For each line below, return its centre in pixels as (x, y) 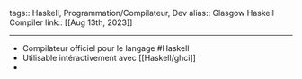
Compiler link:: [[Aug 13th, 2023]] (71, 22)
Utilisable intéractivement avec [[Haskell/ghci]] (109, 58)
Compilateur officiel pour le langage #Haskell (106, 48)
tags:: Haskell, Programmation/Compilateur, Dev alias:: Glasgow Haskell (142, 13)
